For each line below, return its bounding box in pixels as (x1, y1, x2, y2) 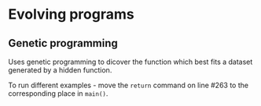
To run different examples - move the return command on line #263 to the (8, 80, 249, 90)
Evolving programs (8, 5, 135, 23)
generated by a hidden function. (8, 65, 112, 75)
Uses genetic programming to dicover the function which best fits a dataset (8, 57, 253, 66)
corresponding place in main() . (8, 89, 108, 98)
